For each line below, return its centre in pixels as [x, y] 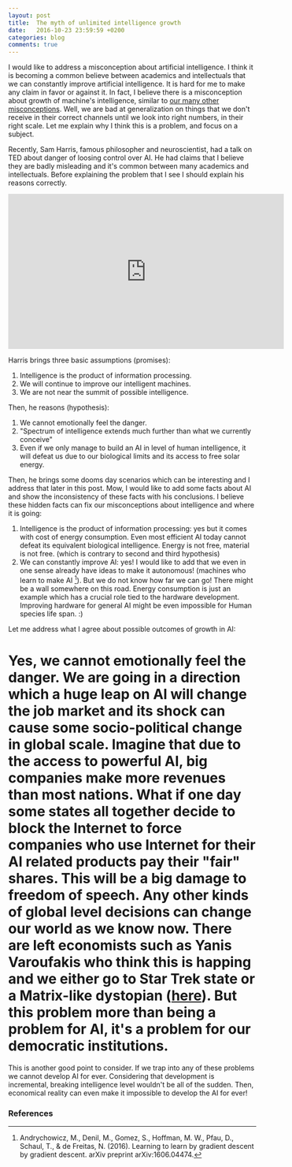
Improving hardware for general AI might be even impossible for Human [136, 605]
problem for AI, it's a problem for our [129, 1029]
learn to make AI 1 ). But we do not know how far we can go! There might [136, 580]
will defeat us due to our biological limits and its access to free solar [129, 456]
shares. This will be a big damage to [128, 878]
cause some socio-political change [125, 728]
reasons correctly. [37, 183]
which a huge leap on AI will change [128, 694]
